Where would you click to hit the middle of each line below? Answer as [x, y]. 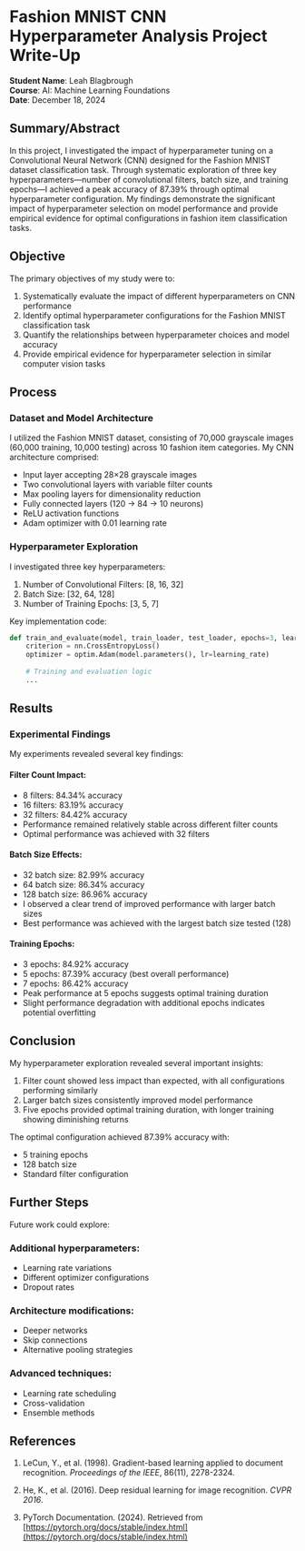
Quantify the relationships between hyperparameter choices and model [156, 335]
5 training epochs [55, 1154]
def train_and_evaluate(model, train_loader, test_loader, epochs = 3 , [144, 638]
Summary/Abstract [65, 129]
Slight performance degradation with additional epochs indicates [143, 1003]
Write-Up [45, 55]
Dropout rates [49, 1287]
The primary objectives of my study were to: [92, 278]
